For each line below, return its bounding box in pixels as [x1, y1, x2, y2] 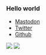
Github [14, 31, 32, 38]
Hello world [6, 4, 41, 13]
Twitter [14, 24, 33, 31]
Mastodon [14, 18, 40, 25]
